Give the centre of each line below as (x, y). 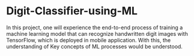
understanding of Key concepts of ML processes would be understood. (95, 46)
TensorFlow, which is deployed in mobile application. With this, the (89, 40)
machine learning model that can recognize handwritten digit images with (97, 33)
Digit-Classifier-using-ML (72, 11)
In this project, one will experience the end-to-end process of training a (95, 27)
